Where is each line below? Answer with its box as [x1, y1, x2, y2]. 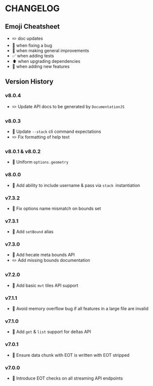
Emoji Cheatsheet [5, 22, 60, 31]
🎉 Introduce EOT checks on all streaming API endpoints [12, 375, 123, 381]
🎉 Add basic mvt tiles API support [12, 282, 79, 288]
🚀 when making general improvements [12, 48, 89, 54]
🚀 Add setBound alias [12, 229, 53, 235]
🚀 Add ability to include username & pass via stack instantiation [12, 182, 140, 188]
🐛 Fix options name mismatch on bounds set [12, 205, 101, 211]
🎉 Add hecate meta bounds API [12, 252, 75, 258]
